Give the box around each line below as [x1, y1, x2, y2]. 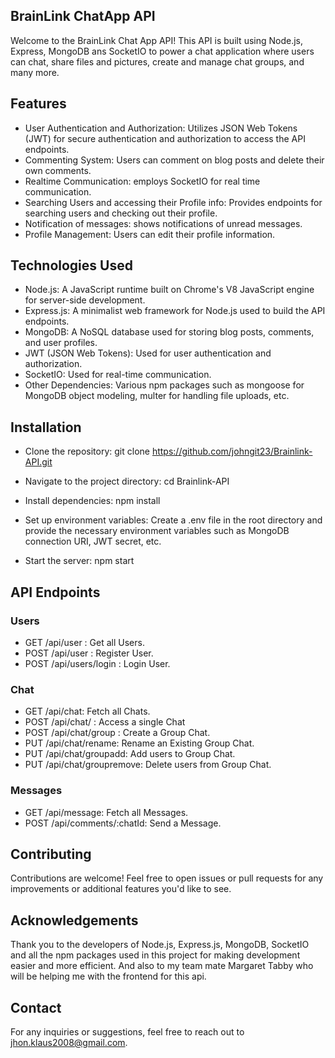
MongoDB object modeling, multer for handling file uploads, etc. [24, 390, 290, 402]
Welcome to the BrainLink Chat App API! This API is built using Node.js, [10, 34, 304, 46]
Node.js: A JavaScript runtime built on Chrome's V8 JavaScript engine [24, 284, 315, 296]
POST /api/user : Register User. [24, 647, 154, 659]
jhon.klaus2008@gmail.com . [10, 1036, 128, 1048]
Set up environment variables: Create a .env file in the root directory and [24, 514, 323, 526]
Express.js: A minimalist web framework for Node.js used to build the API [24, 305, 326, 317]
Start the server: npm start [24, 555, 135, 567]
